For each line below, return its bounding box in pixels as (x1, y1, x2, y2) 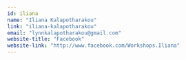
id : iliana (7, 10, 39, 17)
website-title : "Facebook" (7, 36, 85, 43)
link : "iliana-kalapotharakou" (7, 23, 97, 30)
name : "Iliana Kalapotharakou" (7, 17, 97, 23)
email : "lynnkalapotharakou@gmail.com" (7, 29, 122, 37)
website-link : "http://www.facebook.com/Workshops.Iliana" (7, 42, 180, 49)
